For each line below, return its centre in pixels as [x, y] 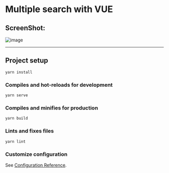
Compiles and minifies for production [52, 108]
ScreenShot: [25, 28]
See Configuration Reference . [36, 165]
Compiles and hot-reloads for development [59, 85]
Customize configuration [36, 154]
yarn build [17, 119]
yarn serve [17, 95]
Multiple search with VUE [59, 9]
